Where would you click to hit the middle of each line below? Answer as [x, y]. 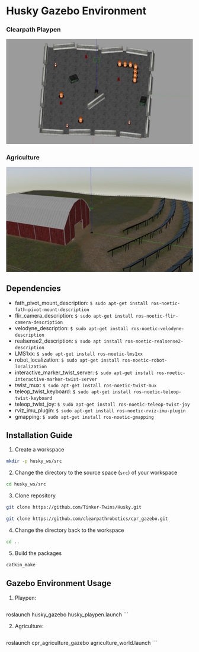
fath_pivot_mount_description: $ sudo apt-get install [81, 303]
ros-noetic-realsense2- [154, 341]
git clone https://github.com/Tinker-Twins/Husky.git [74, 507]
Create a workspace [39, 450]
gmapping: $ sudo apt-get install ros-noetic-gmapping [84, 416]
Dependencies [33, 289]
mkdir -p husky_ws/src [34, 461]
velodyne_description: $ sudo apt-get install [72, 328]
